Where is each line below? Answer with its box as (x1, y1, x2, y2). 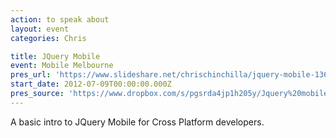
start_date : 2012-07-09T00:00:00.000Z (10, 79, 172, 90)
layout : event (10, 24, 70, 34)
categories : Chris (10, 33, 87, 43)
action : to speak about (10, 14, 110, 25)
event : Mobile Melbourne (10, 61, 114, 71)
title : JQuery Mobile (10, 51, 101, 61)
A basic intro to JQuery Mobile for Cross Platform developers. (10, 116, 265, 128)
